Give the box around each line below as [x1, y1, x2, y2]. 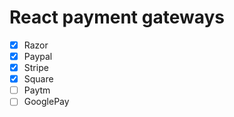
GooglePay [23, 96, 70, 108]
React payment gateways [9, 6, 225, 29]
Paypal [23, 51, 53, 62]
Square [23, 73, 54, 85]
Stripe [23, 62, 49, 74]
